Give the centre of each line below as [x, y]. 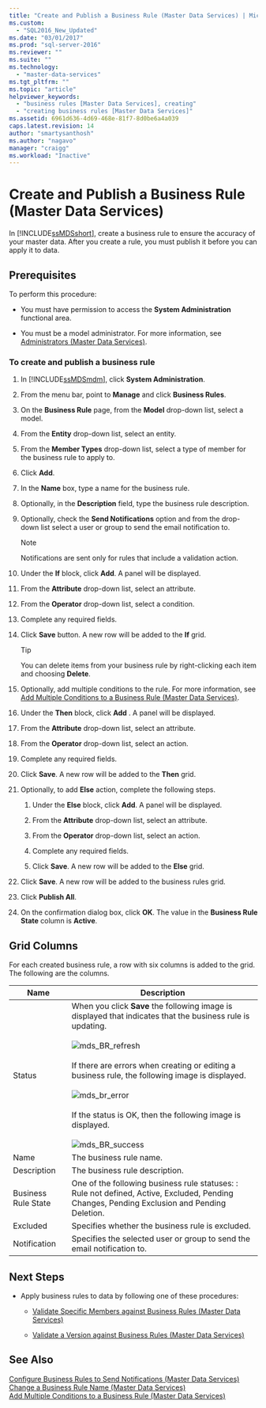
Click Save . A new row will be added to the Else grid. [118, 866]
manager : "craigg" [39, 148]
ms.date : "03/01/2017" [46, 38]
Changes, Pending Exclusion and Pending [149, 1203]
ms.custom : [27, 23]
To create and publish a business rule [82, 362]
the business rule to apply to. [67, 458]
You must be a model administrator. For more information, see [121, 333]
